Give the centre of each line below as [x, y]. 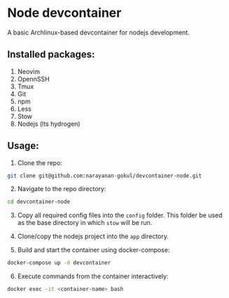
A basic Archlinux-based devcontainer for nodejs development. [99, 32]
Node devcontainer [64, 13]
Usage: [23, 146]
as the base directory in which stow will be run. [85, 223]
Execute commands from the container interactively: [93, 276]
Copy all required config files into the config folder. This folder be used [120, 215]
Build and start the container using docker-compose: [93, 250]
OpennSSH [34, 79]
